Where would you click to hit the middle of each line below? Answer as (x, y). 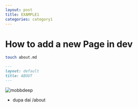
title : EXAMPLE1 (22, 15)
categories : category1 (29, 19)
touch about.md (21, 58)
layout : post (19, 10)
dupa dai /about (29, 100)
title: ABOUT (19, 76)
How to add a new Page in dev (69, 44)
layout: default (22, 71)
